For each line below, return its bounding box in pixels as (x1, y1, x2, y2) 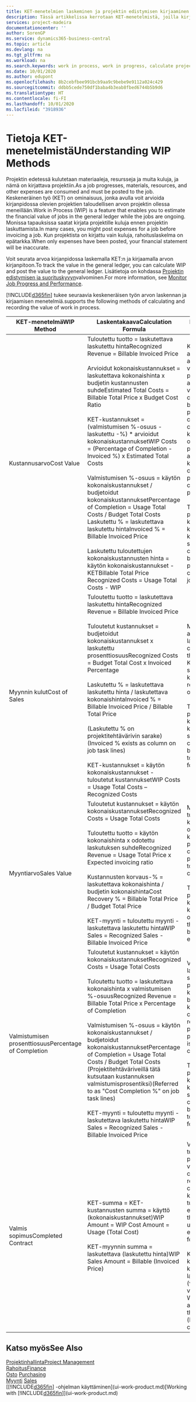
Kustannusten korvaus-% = (87, 873, 163, 881)
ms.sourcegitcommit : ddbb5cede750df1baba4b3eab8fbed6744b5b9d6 (6, 85, 163, 91)
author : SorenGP (6, 30, 45, 36)
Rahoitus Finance (6, 1365, 47, 1372)
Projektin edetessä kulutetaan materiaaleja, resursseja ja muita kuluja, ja (6, 176, 179, 183)
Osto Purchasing (6, 1371, 46, 1378)
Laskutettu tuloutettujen (87, 547, 153, 555)
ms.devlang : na (6, 47, 43, 53)
